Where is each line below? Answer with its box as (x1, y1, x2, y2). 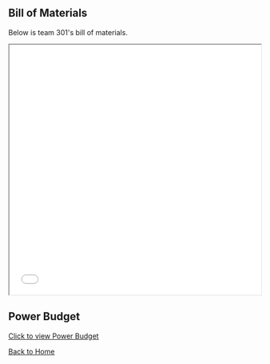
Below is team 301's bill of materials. (8, 27, 128, 37)
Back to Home (8, 346, 55, 356)
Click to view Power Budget (8, 331, 99, 341)
